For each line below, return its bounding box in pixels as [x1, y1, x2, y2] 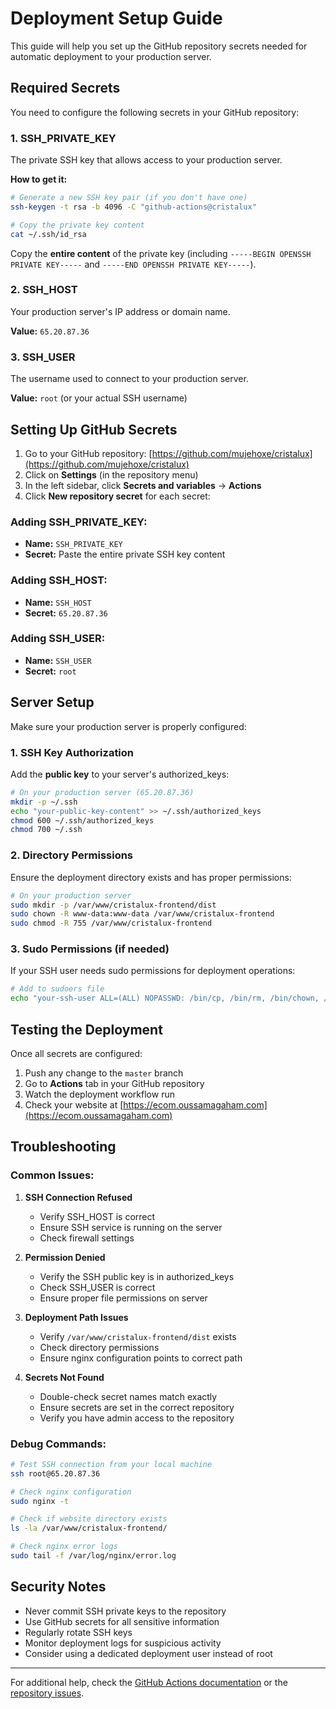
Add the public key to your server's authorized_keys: [10, 768, 230, 780]
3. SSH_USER [10, 350, 76, 364]
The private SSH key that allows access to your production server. [10, 154, 283, 166]
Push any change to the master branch [24, 1067, 184, 1079]
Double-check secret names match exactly [39, 1390, 218, 1402]
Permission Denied [24, 1251, 106, 1263]
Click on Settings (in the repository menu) [24, 468, 199, 481]
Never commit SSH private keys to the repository [24, 1605, 227, 1617]
